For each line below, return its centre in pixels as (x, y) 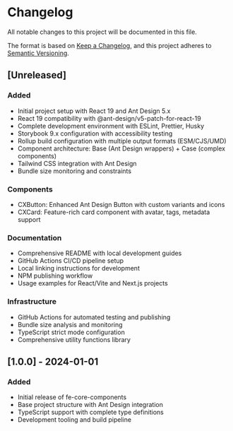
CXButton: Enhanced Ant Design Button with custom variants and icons (121, 204)
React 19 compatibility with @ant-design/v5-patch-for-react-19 (109, 118)
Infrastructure (32, 302)
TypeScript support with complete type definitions (90, 412)
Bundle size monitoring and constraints (74, 171)
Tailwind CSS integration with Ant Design (77, 163)
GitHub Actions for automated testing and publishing (94, 317)
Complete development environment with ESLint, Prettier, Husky (111, 126)
